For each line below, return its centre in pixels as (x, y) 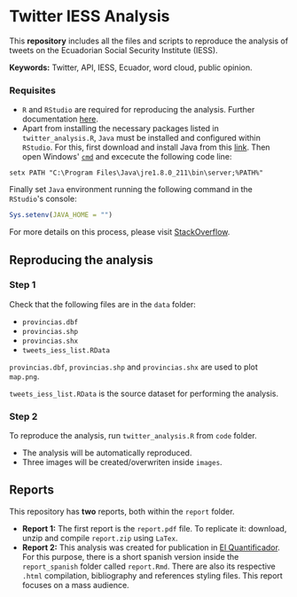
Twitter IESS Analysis (90, 16)
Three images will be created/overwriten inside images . (122, 462)
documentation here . (60, 119)
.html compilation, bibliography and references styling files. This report (152, 575)
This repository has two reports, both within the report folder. (122, 511)
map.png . (24, 376)
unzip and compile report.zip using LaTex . (100, 538)
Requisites (32, 90)
